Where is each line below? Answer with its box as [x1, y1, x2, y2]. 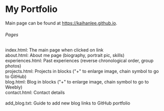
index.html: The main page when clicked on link [5, 47, 104, 53]
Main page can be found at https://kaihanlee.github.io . [5, 20, 118, 26]
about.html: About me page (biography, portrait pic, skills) [5, 52, 125, 58]
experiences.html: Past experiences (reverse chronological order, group [5, 57, 154, 63]
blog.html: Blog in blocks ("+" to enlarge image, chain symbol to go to [5, 79, 149, 85]
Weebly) [5, 84, 23, 90]
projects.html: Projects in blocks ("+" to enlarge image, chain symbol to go [5, 68, 159, 74]
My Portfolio [5, 3, 58, 15]
